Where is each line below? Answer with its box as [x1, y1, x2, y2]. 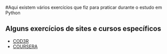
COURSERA [12, 43, 38, 49]
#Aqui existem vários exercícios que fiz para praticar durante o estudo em [5, 5, 162, 10]
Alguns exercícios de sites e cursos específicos [5, 24, 161, 33]
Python [5, 10, 21, 16]
